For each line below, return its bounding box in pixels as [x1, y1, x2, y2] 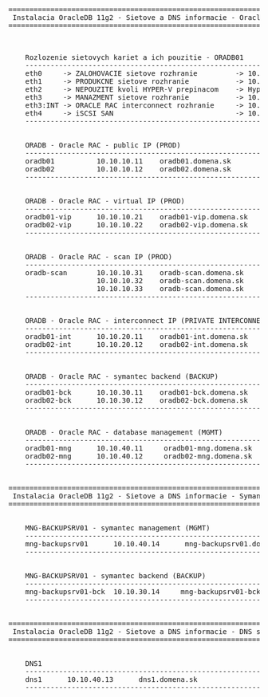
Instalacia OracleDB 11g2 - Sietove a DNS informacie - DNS [12, 628, 253, 636]
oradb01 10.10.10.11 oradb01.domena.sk [25, 157, 231, 165]
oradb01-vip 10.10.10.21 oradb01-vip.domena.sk [25, 213, 249, 221]
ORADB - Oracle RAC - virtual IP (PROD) [25, 197, 186, 205]
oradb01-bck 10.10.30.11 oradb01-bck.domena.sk [25, 388, 249, 396]
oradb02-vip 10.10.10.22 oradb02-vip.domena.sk [25, 221, 249, 229]
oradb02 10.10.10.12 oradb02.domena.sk [25, 165, 231, 173]
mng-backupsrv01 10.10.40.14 [25, 540, 160, 548]
